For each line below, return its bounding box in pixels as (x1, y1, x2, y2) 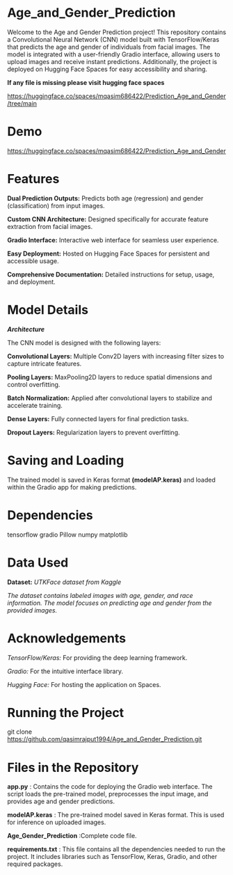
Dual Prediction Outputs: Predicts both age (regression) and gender (7, 194, 204, 203)
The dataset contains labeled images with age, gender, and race (7, 591, 193, 599)
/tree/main (7, 99, 37, 107)
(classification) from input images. (7, 201, 106, 210)
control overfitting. (7, 380, 61, 388)
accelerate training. (7, 401, 63, 409)
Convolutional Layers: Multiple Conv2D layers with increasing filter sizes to (7, 352, 225, 360)
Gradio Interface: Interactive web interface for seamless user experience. (7, 235, 219, 244)
